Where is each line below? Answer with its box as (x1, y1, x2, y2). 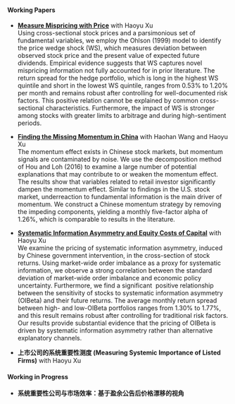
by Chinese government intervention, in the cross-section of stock (17, 251, 210, 260)
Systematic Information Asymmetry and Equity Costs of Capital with (17, 229, 222, 237)
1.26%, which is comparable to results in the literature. (17, 215, 176, 224)
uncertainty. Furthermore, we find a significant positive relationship (17, 281, 215, 290)
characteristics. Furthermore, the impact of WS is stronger (45, 104, 215, 112)
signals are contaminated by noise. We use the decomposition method (17, 155, 222, 164)
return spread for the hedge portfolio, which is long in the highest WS (17, 74, 219, 83)
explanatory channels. (17, 334, 82, 343)
